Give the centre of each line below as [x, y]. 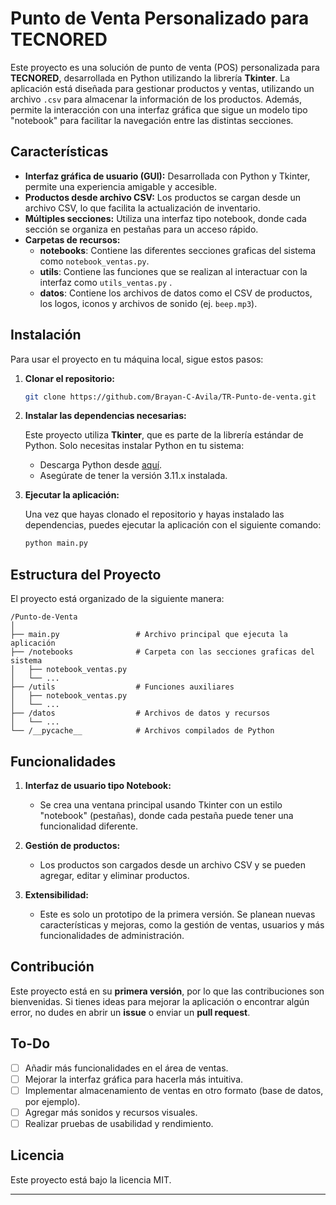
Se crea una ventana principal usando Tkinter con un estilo [161, 804]
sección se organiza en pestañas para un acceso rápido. [141, 229]
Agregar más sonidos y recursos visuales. [111, 1112]
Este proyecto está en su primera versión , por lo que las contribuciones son [167, 991]
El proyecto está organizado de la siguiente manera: [117, 599]
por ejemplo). [52, 1101]
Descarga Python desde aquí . [101, 465]
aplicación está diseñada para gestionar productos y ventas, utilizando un [162, 88]
